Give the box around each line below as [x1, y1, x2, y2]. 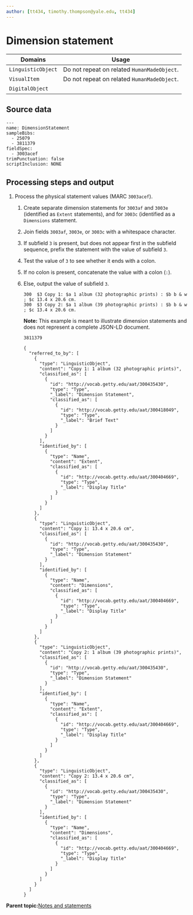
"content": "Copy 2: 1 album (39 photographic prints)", [39, 649, 182, 656]
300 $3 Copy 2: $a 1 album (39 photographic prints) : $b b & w [23, 302, 187, 308]
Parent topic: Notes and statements [6, 902, 92, 909]
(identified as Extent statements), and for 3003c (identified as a [23, 210, 175, 218]
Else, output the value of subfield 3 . [23, 280, 109, 288]
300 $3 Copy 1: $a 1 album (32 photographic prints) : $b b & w [23, 292, 187, 298]
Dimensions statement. [23, 217, 78, 224]
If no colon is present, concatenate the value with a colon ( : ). [23, 269, 172, 276]
